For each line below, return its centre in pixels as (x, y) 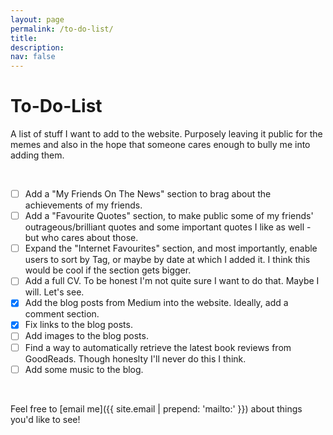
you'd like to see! (45, 419)
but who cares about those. (81, 238)
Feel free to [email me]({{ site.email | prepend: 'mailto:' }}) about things (156, 408)
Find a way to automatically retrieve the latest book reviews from (158, 347)
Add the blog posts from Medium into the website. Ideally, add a (156, 303)
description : (37, 47)
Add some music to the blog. (84, 369)
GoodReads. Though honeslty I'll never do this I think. (135, 358)
